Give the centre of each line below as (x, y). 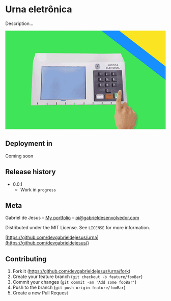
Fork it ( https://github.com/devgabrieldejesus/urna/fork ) (72, 271)
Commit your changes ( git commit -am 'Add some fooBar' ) (75, 282)
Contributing (26, 259)
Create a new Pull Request (40, 293)
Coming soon (19, 156)
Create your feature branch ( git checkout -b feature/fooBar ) (78, 277)
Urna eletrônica (39, 9)
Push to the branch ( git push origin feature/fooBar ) (69, 288)
